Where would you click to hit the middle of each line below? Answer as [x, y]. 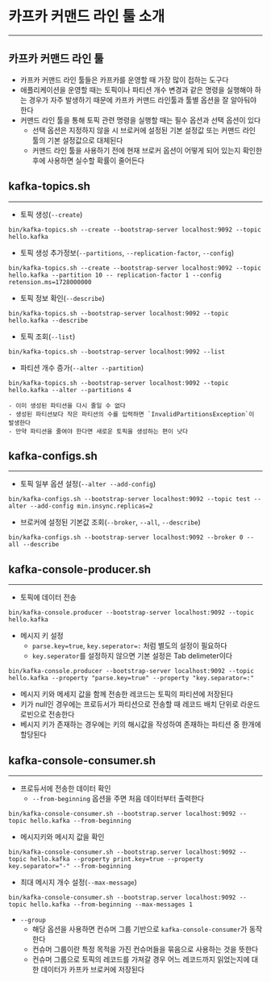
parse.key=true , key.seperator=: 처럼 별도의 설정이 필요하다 [129, 646]
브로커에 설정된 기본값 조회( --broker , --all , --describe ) [110, 522]
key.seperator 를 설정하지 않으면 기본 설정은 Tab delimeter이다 [132, 656]
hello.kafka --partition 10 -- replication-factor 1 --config [115, 275]
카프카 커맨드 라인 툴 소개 [87, 17]
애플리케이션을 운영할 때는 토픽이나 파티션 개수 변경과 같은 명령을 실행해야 [136, 90]
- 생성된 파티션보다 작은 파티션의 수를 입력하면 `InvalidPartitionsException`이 [131, 414]
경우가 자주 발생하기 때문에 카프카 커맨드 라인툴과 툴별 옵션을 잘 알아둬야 [143, 100]
